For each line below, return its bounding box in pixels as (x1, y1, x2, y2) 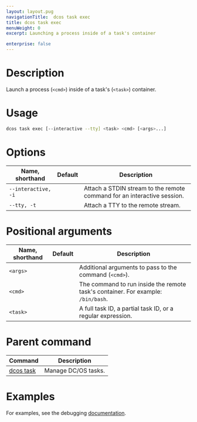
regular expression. (79, 312, 133, 320)
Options (6, 145, 46, 159)
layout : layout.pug (6, 8, 54, 15)
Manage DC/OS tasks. (44, 366, 106, 374)
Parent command (6, 335, 91, 349)
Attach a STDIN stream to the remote (84, 184, 185, 192)
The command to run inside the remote (79, 280, 186, 288)
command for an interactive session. (84, 192, 184, 200)
